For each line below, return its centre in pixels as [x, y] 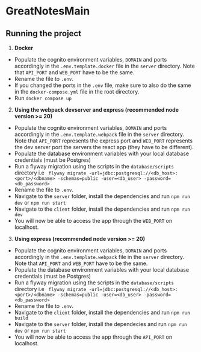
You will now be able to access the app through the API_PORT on [93, 337]
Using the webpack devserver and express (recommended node [96, 110]
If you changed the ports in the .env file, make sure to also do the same [103, 85]
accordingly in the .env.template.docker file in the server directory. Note [104, 66]
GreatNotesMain [48, 11]
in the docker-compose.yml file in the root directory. [77, 91]
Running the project [44, 34]
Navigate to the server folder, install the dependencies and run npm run [102, 196]
